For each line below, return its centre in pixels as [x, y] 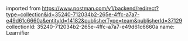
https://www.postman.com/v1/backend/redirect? [100, 8]
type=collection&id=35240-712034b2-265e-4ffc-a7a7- [73, 14]
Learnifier [18, 33]
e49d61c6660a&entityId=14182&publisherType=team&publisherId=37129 [94, 20]
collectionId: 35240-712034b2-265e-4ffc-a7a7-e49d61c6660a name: [90, 27]
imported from [23, 8]
